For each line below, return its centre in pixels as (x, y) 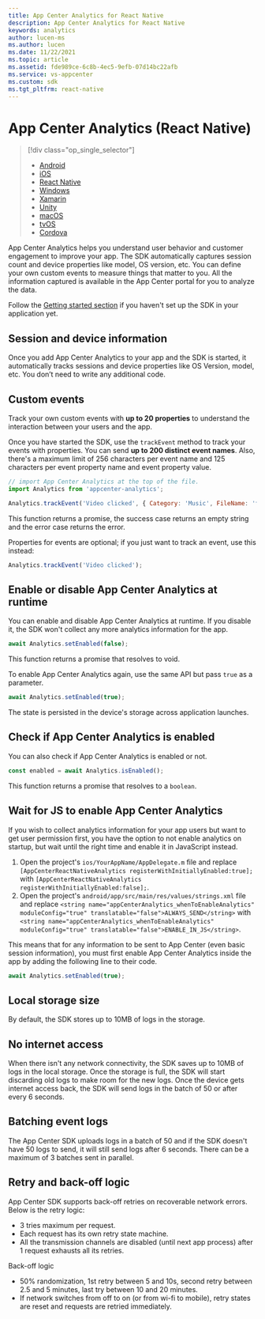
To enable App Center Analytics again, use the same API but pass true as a (131, 675)
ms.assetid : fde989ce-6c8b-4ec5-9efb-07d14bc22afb (93, 67)
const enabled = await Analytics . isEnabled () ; (86, 771)
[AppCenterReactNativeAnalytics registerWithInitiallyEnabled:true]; (136, 871)
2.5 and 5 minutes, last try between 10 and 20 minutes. (109, 1289)
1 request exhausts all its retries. (72, 1250)
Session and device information (88, 338)
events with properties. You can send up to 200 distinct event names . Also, (132, 450)
